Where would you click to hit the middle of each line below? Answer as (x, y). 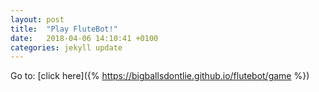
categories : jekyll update (66, 47)
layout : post (37, 19)
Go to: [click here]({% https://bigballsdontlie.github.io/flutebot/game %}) (160, 76)
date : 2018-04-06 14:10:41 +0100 (84, 38)
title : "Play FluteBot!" (64, 29)
